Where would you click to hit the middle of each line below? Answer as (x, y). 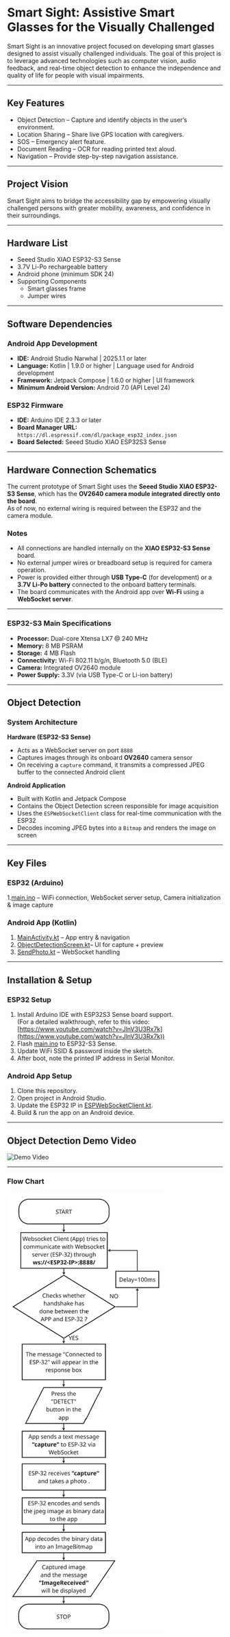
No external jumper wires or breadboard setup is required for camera (114, 563)
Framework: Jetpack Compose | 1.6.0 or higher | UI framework (106, 380)
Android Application (37, 785)
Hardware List (38, 243)
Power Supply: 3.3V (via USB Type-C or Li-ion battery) (95, 675)
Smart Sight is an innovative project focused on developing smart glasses (111, 46)
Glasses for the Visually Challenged (111, 27)
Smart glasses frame (56, 288)
